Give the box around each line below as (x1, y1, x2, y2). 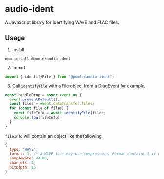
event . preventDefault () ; (9, 97, 60, 102)
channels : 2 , (9, 160, 36, 165)
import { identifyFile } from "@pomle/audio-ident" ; (5, 74, 115, 79)
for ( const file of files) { (9, 106, 69, 111)
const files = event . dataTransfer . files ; (9, 101, 95, 106)
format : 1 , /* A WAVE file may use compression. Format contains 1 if (9, 151, 156, 157)
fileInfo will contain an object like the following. (5, 133, 103, 139)
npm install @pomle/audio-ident (5, 56, 71, 61)
